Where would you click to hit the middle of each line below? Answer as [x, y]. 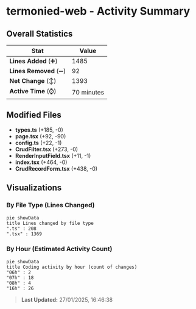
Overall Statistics [40, 34]
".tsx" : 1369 [24, 234]
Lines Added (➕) [33, 61]
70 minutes [88, 92]
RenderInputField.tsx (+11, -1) [53, 155]
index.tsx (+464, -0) [41, 162]
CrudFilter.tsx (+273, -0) [46, 149]
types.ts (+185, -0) [39, 130]
